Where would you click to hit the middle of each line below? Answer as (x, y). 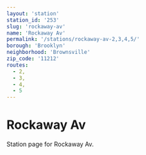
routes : (18, 65)
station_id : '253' (33, 20)
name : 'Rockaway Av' (36, 33)
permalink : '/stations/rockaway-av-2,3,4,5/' (73, 39)
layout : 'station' (33, 13)
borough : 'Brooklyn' (36, 46)
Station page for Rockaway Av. (50, 144)
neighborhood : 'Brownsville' (48, 53)
